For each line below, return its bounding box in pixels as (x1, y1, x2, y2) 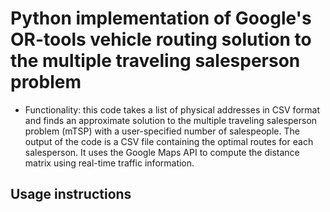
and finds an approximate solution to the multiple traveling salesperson (24, 114, 318, 126)
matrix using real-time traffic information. (24, 157, 195, 169)
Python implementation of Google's (10, 7, 312, 30)
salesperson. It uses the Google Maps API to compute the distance (24, 146, 300, 158)
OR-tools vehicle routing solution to (10, 28, 312, 51)
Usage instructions (10, 186, 132, 203)
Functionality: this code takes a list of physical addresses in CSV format (24, 103, 320, 116)
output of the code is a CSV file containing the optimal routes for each (24, 135, 314, 147)
